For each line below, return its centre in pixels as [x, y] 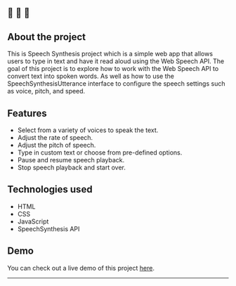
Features [27, 113]
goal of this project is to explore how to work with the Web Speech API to [113, 69]
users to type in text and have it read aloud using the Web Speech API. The [116, 61]
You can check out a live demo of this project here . [81, 268]
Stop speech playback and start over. [72, 168]
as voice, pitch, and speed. [46, 91]
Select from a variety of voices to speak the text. [88, 130]
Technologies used [50, 189]
